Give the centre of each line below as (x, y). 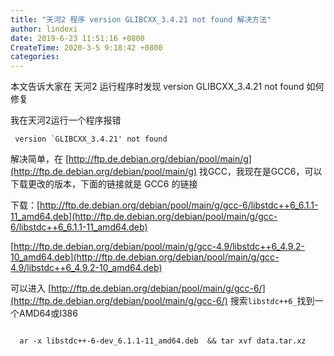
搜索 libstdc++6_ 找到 (272, 301)
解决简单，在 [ (40, 159)
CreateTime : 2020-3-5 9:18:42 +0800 (86, 47)
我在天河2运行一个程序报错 (66, 120)
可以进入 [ (31, 288)
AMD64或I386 (48, 313)
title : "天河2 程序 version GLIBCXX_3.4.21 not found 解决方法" (141, 19)
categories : (35, 57)
